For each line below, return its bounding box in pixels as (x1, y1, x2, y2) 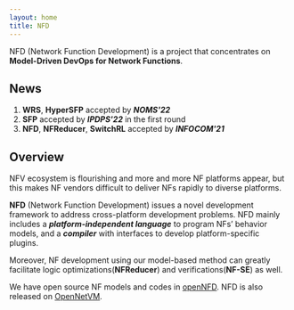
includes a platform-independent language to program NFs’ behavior (9, 219, 268, 230)
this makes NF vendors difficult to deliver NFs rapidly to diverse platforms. (9, 183, 282, 193)
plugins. (9, 238, 38, 249)
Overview (9, 149, 65, 165)
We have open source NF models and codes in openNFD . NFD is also (9, 281, 264, 292)
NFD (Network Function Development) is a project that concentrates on (9, 45, 271, 56)
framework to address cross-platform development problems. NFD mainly (9, 209, 281, 220)
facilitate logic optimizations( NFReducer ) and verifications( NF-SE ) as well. (9, 265, 283, 275)
